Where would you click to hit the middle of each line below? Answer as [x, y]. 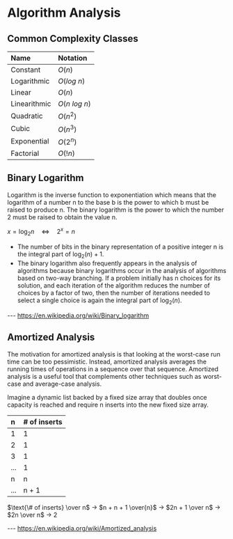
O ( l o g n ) [72, 81]
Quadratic [27, 116]
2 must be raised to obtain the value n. [62, 217]
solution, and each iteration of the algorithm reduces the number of [113, 286]
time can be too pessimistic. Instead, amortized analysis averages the [107, 361]
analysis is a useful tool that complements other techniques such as [104, 376]
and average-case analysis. [62, 384]
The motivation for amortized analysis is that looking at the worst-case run [114, 354]
